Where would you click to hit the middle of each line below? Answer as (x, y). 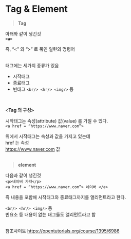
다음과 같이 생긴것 (23, 175)
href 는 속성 (17, 143)
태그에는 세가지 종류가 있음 (32, 65)
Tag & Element (36, 9)
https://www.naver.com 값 (33, 149)
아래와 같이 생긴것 (23, 33)
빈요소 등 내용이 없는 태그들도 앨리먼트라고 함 (51, 214)
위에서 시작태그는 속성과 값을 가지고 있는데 (48, 136)
